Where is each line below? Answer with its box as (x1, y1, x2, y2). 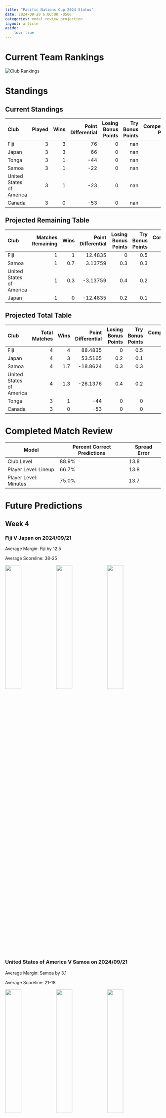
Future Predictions (5, 500, 83, 511)
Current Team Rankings (5, 52, 104, 63)
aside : (5, 26, 19, 31)
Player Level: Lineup (7, 466, 54, 473)
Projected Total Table (5, 311, 72, 320)
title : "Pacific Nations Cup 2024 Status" (5, 7, 94, 12)
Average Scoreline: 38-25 (5, 556, 58, 561)
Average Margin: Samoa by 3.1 (5, 970, 67, 976)
